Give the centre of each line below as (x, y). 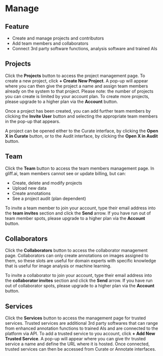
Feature (17, 27)
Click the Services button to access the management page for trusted (76, 318)
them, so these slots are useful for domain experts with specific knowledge (81, 261)
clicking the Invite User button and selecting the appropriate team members (81, 116)
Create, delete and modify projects (47, 183)
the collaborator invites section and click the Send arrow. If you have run (79, 280)
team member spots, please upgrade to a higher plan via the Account (75, 218)
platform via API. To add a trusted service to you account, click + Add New (80, 334)
